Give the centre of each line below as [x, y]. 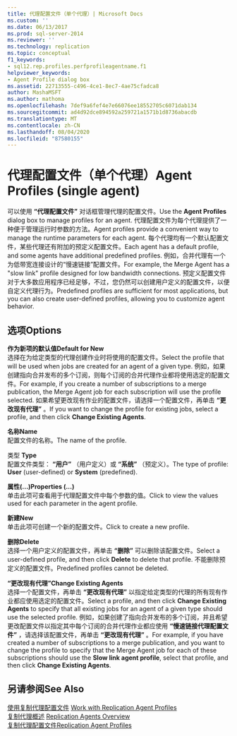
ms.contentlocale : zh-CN [44, 125]
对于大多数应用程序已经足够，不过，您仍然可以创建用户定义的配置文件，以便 [119, 282]
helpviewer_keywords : [39, 73]
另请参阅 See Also [46, 689]
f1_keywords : [26, 60]
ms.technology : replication [49, 47]
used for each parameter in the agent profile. [73, 503]
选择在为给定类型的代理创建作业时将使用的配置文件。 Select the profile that [116, 357]
